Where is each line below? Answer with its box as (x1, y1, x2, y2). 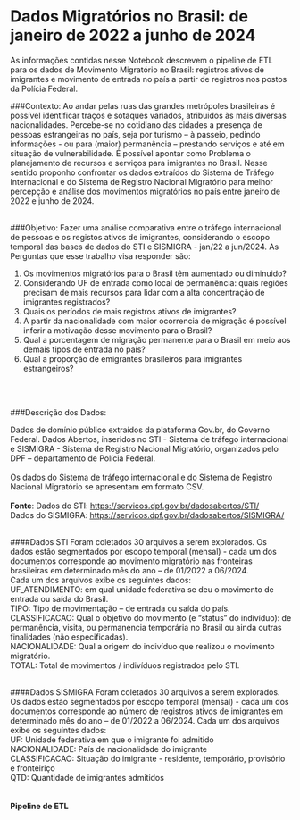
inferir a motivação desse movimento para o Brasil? (22, 324, 212, 336)
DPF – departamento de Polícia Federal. (10, 453, 156, 464)
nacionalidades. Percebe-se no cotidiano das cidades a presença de (10, 119, 262, 130)
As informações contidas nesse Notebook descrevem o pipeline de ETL (10, 54, 273, 65)
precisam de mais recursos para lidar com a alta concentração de (22, 287, 266, 297)
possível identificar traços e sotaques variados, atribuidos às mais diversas (10, 110, 287, 121)
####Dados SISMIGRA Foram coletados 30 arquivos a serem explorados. (10, 686, 280, 698)
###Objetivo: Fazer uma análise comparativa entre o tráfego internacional (10, 222, 282, 233)
